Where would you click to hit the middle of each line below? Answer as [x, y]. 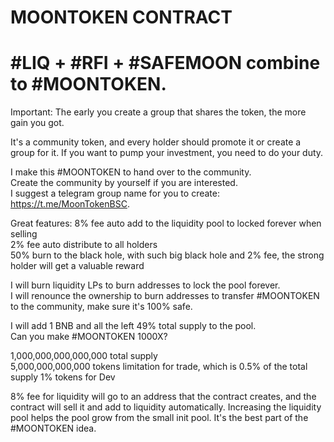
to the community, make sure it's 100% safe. [101, 307]
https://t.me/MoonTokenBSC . [70, 204]
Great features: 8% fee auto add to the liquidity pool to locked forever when [166, 223]
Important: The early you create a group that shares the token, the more [158, 112]
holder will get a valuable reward [77, 266]
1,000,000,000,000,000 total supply [84, 356]
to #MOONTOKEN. [88, 84]
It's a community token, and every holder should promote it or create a [156, 142]
